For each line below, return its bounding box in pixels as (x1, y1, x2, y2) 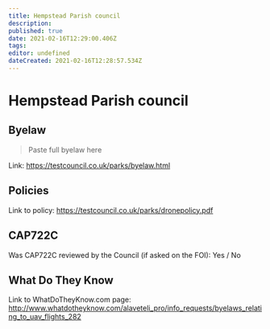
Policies (8, 184, 50, 198)
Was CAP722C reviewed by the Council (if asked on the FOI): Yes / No (8, 250, 242, 260)
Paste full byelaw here (27, 144, 102, 154)
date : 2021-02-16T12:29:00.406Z (8, 34, 117, 43)
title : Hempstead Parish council (8, 11, 121, 20)
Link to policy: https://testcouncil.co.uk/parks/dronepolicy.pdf (8, 205, 214, 214)
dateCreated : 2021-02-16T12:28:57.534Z (8, 57, 143, 65)
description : (8, 19, 52, 27)
